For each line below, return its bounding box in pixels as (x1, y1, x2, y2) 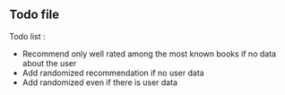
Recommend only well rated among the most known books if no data (22, 48, 276, 59)
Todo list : (9, 30, 46, 41)
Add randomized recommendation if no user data (22, 67, 204, 78)
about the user (22, 57, 77, 68)
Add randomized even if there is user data (22, 76, 177, 88)
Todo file (9, 7, 60, 22)
